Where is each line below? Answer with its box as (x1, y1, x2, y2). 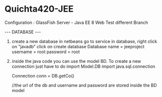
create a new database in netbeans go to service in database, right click (11, 38, 158, 44)
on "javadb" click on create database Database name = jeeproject (11, 43, 145, 49)
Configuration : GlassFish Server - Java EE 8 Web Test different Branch (4, 19, 148, 25)
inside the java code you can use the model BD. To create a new (11, 58, 141, 64)
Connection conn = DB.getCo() (11, 73, 74, 78)
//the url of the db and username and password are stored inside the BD (11, 82, 157, 88)
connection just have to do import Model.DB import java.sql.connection (11, 63, 155, 69)
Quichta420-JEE (4, 3, 74, 15)
